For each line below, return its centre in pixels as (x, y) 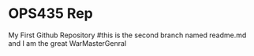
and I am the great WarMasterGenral (67, 43)
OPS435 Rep (50, 14)
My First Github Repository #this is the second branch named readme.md (127, 35)
